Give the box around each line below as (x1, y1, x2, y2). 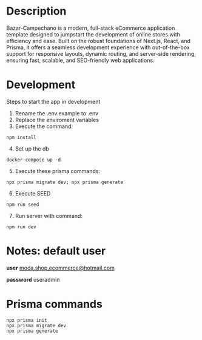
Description (6, 4, 67, 18)
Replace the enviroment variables (15, 116, 99, 123)
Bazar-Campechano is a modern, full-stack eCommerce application (6, 24, 175, 32)
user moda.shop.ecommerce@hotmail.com (6, 264, 115, 271)
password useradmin (6, 276, 60, 283)
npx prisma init (6, 317, 47, 323)
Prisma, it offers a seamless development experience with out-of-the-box (6, 44, 190, 51)
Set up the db (15, 144, 50, 152)
